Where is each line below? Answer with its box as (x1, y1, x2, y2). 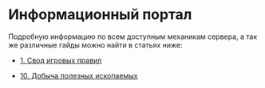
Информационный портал (8, 6, 192, 24)
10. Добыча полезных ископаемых (19, 71, 138, 80)
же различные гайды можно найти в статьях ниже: (8, 40, 183, 49)
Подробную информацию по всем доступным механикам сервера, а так (8, 32, 258, 41)
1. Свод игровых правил (19, 55, 102, 65)
